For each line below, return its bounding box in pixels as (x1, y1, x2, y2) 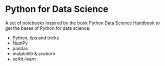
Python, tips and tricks (12, 35, 59, 41)
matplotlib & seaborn (12, 51, 55, 57)
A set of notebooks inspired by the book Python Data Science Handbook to (5, 20, 160, 26)
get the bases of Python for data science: (5, 25, 91, 31)
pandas (12, 45, 28, 51)
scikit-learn (12, 56, 36, 62)
